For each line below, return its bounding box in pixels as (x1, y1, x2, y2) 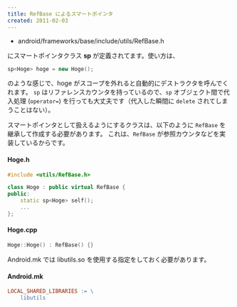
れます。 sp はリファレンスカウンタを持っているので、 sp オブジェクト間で (7, 88, 224, 97)
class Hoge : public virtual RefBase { (7, 184, 126, 191)
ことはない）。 (13, 106, 55, 114)
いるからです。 (26, 139, 69, 147)
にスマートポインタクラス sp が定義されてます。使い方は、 (7, 51, 179, 60)
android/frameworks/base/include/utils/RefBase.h (17, 36, 165, 45)
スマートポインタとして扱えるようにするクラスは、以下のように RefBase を (7, 121, 226, 129)
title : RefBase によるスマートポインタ (7, 10, 114, 18)
